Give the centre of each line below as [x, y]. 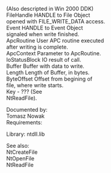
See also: [18, 146]
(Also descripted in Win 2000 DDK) [50, 9]
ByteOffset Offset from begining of [49, 79]
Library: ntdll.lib [26, 134]
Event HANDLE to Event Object [45, 28]
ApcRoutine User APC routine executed [55, 41]
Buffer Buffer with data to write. [45, 66]
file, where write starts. [35, 85]
